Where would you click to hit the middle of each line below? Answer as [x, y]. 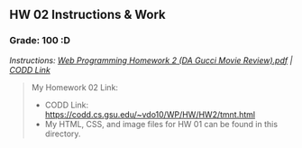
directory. [63, 134]
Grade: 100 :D [40, 41]
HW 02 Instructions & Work [88, 15]
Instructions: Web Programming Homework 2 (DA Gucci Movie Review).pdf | [151, 60]
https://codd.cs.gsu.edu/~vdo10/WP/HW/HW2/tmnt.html [150, 114]
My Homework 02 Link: [75, 87]
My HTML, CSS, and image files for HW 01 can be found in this [161, 124]
